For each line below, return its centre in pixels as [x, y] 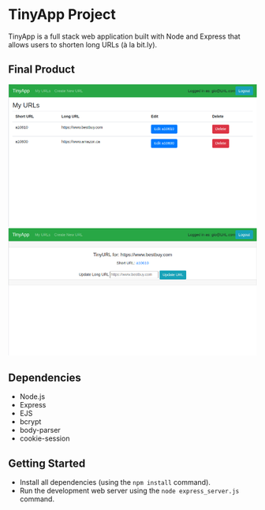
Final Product [41, 70]
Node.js [32, 396]
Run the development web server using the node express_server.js [129, 490]
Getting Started [47, 463]
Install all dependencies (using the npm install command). [115, 482]
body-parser [40, 430]
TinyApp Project [62, 15]
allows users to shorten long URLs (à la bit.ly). [83, 44]
